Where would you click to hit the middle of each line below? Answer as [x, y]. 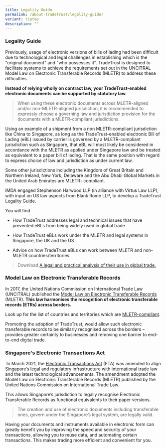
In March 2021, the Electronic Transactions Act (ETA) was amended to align [83, 364]
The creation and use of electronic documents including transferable [88, 410]
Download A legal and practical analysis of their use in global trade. [86, 265]
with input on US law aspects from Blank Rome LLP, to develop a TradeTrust [83, 195]
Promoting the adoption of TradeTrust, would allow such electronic [74, 324]
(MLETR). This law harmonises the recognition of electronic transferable [82, 299]
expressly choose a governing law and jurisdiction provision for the [86, 114]
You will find [18, 210]
